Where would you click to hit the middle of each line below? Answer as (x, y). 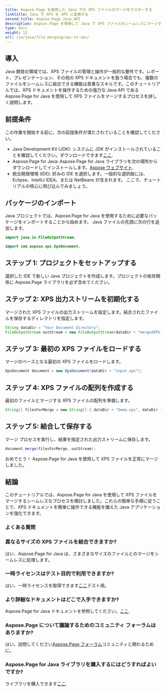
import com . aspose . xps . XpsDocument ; (43, 247)
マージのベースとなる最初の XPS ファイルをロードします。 (64, 362)
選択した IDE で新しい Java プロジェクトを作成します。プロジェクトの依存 (81, 276)
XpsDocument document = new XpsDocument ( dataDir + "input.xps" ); (74, 371)
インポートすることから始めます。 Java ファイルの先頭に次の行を (89, 222)
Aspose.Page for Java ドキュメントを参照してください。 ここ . (67, 611)
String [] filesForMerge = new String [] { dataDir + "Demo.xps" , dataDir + (84, 410)
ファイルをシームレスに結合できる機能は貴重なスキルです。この (70, 84)
